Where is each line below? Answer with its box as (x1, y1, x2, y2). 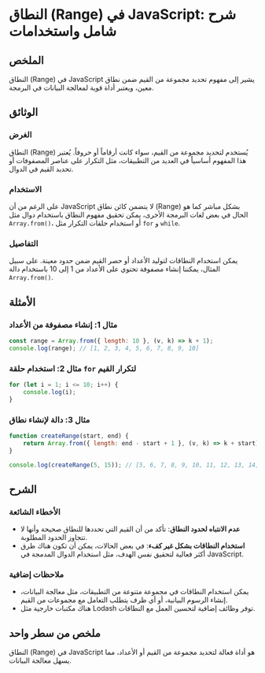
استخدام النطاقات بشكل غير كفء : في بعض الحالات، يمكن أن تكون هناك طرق (20, 541, 245, 551)
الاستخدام (9, 184, 42, 195)
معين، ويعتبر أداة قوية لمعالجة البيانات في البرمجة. (9, 83, 154, 92)
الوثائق (9, 106, 39, 119)
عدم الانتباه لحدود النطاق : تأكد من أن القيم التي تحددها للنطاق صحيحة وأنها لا (20, 524, 241, 534)
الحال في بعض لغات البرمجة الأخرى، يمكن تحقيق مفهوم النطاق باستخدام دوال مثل (9, 210, 248, 219)
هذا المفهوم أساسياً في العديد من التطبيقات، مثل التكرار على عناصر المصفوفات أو (9, 155, 247, 165)
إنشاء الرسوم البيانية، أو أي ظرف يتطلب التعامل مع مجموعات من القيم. (20, 595, 228, 604)
